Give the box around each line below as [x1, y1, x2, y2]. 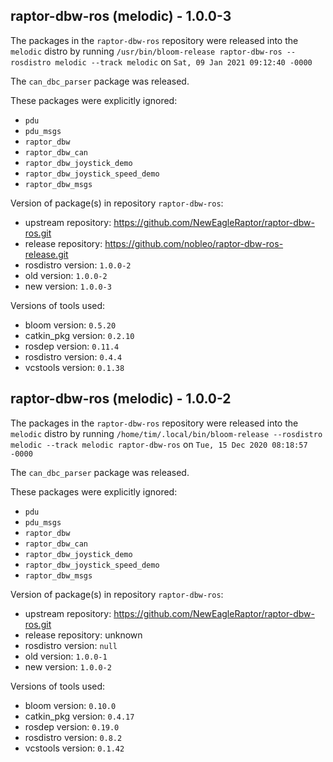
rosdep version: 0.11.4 [24, 340, 120, 352]
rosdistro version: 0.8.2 [24, 731, 123, 743]
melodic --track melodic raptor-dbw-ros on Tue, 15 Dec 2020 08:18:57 [10, 438, 308, 450]
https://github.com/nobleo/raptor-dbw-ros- [104, 237, 284, 249]
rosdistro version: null [24, 639, 118, 651]
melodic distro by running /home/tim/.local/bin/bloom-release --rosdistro [10, 427, 323, 439]
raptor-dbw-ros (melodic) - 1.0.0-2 [10, 390, 232, 408]
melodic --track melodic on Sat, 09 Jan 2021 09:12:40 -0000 [54, 55, 313, 68]
